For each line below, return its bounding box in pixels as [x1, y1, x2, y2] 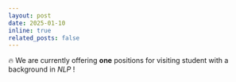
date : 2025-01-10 [8, 19, 66, 27]
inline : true [8, 26, 52, 34]
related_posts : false [8, 33, 80, 42]
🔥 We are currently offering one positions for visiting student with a [8, 56, 229, 65]
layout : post [8, 11, 52, 20]
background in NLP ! [8, 64, 75, 74]
